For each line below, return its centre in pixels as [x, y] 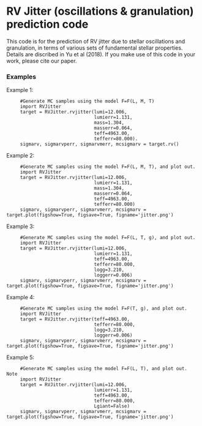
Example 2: [21, 156]
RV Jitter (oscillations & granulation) [100, 11]
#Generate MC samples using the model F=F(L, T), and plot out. [104, 369]
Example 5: [21, 357]
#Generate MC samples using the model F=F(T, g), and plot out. [104, 309]
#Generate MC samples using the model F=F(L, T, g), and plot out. [108, 238]
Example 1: [20, 90]
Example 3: [21, 226]
